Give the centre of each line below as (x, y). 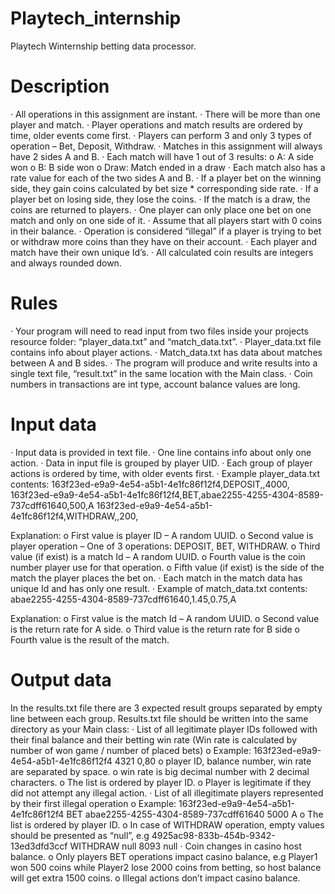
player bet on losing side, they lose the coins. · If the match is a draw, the (160, 199)
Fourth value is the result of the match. (90, 639)
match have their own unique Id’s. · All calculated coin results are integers (162, 252)
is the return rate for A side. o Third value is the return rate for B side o (155, 629)
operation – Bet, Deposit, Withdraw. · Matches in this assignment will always (166, 146)
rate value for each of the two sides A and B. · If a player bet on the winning (166, 178)
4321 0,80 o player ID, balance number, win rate (213, 761)
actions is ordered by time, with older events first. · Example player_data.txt (165, 473)
